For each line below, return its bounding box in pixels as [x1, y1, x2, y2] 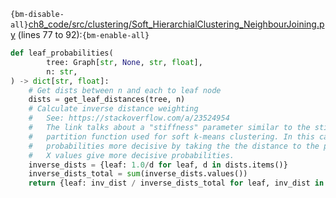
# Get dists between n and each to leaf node [28, 85, 222, 95]
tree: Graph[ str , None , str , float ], [46, 57, 203, 67]
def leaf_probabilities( [10, 48, 114, 58]
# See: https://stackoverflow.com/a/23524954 [28, 113, 230, 124]
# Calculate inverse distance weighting [28, 104, 199, 114]
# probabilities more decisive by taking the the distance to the [28, 141, 320, 151]
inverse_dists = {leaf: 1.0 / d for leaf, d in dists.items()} [28, 160, 288, 170]
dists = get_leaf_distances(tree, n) [28, 95, 186, 105]
